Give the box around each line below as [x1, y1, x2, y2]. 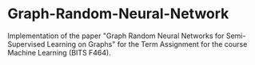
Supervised [7, 39, 46, 48]
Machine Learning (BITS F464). [7, 48, 111, 57]
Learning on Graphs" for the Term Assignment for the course [46, 39, 248, 48]
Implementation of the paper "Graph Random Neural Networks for [7, 31, 225, 40]
